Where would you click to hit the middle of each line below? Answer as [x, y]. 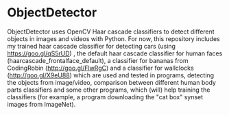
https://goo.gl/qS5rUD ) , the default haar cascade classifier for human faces [115, 53]
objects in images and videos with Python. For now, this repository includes [114, 38]
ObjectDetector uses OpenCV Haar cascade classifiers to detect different [111, 31]
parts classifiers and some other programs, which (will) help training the [109, 90]
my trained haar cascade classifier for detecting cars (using [92, 46]
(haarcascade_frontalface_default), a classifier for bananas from [98, 60]
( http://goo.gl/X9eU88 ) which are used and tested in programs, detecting [111, 75]
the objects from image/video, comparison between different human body [111, 82]
